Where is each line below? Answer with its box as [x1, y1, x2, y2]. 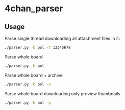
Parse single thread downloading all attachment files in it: [4, 35, 121, 41]
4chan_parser [4, 3, 63, 14]
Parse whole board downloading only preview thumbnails [4, 90, 121, 96]
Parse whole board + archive [4, 72, 63, 78]
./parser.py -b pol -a [4, 82, 51, 86]
